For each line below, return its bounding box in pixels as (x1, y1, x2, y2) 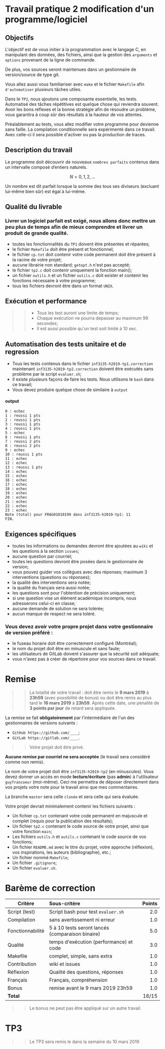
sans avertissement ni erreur (49, 916, 115, 923)
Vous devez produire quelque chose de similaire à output (12, 387, 128, 393)
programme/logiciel (5, 14, 87, 25)
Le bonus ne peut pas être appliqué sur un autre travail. (29, 1005, 142, 1011)
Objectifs (5, 33, 34, 42)
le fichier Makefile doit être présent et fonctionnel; (12, 246, 114, 252)
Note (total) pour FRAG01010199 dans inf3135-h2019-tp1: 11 (5, 512, 131, 517)
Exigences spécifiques (5, 530, 77, 538)
